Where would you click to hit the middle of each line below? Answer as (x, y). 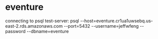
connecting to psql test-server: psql (42, 21)
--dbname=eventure (48, 31)
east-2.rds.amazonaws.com (34, 26)
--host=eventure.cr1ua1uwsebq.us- (116, 21)
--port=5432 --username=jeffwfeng (101, 26)
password (16, 31)
